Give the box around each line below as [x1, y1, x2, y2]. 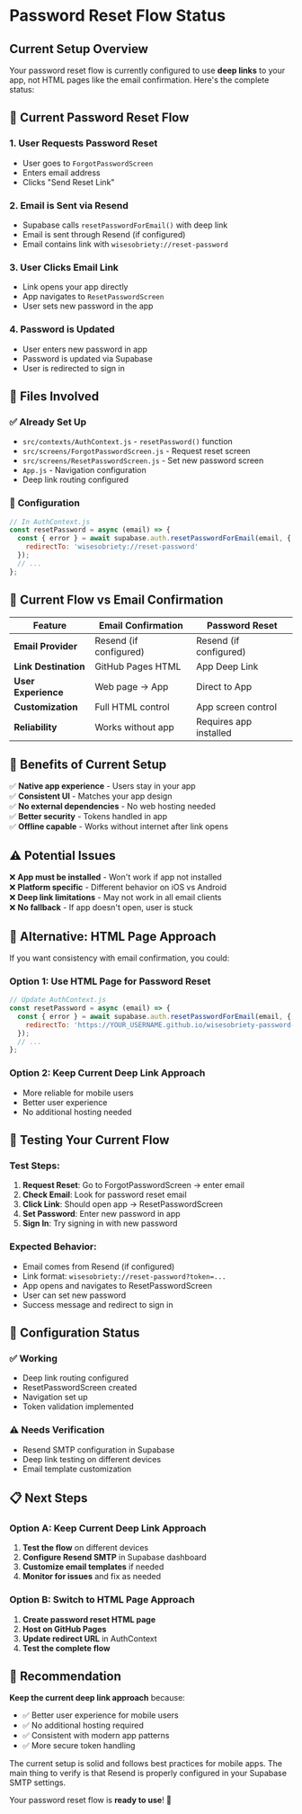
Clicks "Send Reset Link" [22, 176, 115, 187]
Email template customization [22, 1463, 132, 1474]
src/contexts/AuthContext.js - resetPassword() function [22, 436, 234, 447]
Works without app [93, 720, 175, 733]
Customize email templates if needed [22, 1561, 164, 1572]
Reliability [13, 720, 58, 733]
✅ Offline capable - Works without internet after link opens [9, 821, 229, 832]
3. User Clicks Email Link [9, 261, 120, 273]
